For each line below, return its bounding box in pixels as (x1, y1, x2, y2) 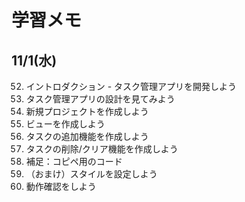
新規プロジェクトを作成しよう (25, 106, 149, 117)
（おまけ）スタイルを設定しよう (25, 168, 158, 180)
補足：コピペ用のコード (25, 156, 123, 167)
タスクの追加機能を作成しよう (25, 131, 149, 142)
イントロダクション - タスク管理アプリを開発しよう (25, 81, 238, 92)
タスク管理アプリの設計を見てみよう (25, 93, 176, 105)
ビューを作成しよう (25, 118, 106, 130)
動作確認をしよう (25, 181, 97, 192)
